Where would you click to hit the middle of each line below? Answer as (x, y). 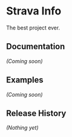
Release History (36, 113)
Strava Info (34, 11)
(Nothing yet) (22, 128)
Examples (25, 80)
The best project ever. (33, 28)
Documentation (36, 47)
